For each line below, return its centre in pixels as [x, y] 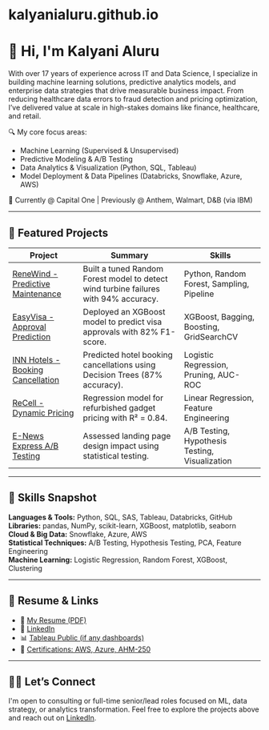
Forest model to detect [125, 279]
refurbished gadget [119, 407]
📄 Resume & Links [53, 601]
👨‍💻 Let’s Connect [52, 682]
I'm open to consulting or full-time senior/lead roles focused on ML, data [128, 701]
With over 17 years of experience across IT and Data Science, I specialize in [133, 74]
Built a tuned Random [123, 268]
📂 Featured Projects [58, 233]
